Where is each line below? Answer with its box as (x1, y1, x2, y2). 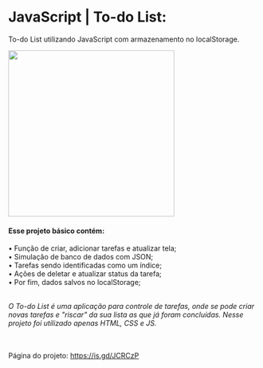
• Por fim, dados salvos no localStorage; (8, 278, 141, 287)
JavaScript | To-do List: (8, 8, 167, 26)
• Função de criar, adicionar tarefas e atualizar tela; (8, 243, 177, 253)
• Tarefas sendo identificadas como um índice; (8, 260, 162, 271)
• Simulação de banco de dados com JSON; (8, 252, 154, 262)
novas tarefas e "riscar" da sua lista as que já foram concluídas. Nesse (8, 310, 244, 319)
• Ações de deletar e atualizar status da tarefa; (8, 269, 162, 279)
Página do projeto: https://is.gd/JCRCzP (8, 351, 139, 361)
